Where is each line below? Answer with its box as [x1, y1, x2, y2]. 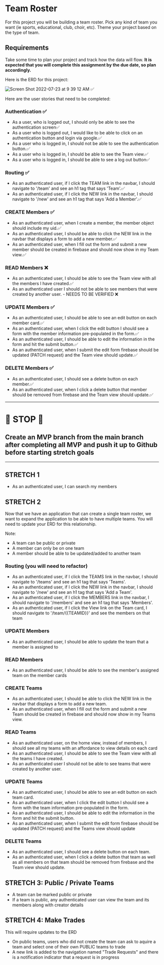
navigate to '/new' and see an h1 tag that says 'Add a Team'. [12, 589, 133, 595]
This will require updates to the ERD [5, 929, 77, 935]
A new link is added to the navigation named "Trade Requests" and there [12, 949, 159, 955]
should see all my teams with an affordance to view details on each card [12, 745, 158, 751]
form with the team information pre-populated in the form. [12, 805, 129, 810]
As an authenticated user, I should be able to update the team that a [12, 639, 149, 645]
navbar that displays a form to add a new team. [12, 701, 107, 707]
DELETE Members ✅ [5, 365, 54, 372]
